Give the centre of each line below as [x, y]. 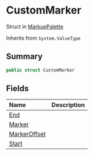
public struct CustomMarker [41, 70]
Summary [24, 57]
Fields [18, 89]
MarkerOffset [27, 134]
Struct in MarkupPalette [35, 27]
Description [68, 105]
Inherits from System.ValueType [43, 38]
